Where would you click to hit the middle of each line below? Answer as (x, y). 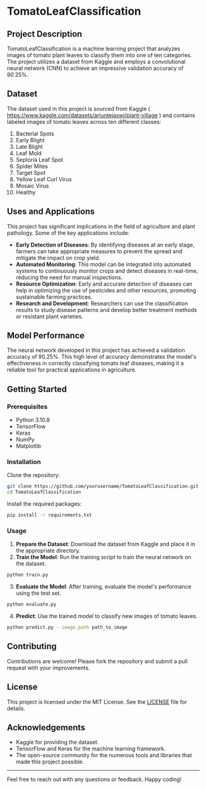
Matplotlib (28, 446)
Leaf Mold (28, 153)
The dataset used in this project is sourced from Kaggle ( (79, 109)
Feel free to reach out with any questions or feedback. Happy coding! (94, 779)
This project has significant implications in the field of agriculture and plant (101, 226)
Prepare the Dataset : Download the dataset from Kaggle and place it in (105, 544)
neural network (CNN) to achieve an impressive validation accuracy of (95, 68)
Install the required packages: (44, 504)
